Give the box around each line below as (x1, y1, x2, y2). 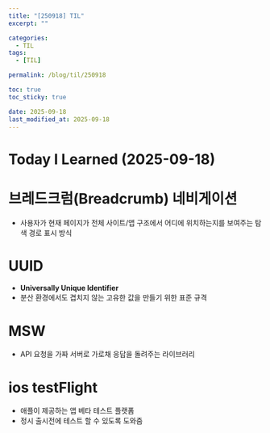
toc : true (8, 86, 42, 94)
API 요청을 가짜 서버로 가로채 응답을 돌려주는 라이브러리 (19, 349, 195, 359)
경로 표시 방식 (28, 228, 73, 238)
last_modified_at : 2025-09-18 (8, 115, 110, 124)
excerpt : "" (8, 19, 48, 27)
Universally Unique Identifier (19, 284, 119, 293)
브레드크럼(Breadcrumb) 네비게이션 (8, 189, 238, 208)
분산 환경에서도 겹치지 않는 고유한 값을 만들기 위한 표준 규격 (19, 292, 208, 303)
